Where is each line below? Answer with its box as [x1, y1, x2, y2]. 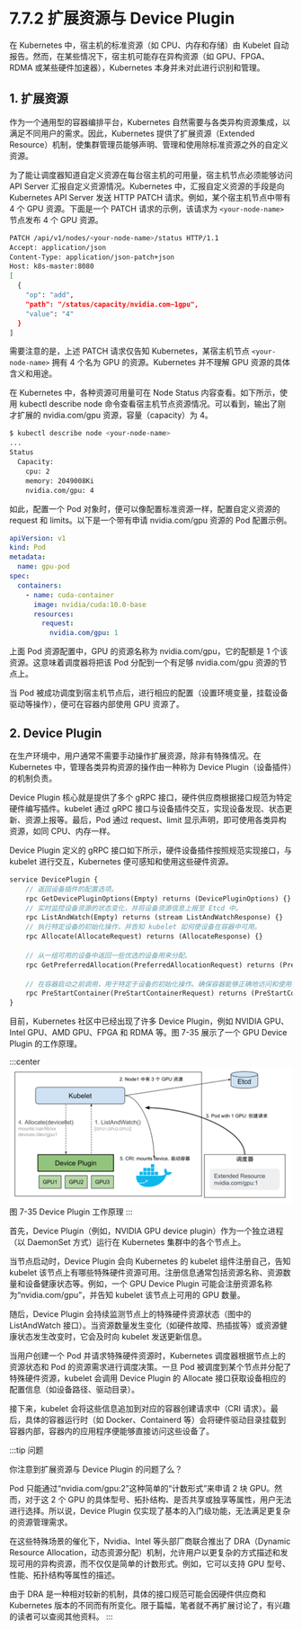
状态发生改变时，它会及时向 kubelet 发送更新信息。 [16, 1331, 207, 1342]
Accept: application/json [9, 243, 106, 252]
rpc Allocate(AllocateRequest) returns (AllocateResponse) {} [25, 932, 263, 941]
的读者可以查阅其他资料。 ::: [9, 1611, 114, 1622]
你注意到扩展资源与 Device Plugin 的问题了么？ [9, 1464, 183, 1475]
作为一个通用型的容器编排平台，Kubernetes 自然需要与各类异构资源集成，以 [9, 116, 290, 127]
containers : [17, 581, 63, 590]
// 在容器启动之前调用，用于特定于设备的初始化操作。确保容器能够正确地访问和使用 [25, 980, 292, 989]
